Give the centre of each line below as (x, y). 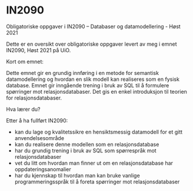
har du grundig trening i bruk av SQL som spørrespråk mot (86, 151)
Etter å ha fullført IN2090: (37, 120)
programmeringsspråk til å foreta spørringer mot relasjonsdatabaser (97, 182)
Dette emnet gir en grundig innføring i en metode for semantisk (82, 73)
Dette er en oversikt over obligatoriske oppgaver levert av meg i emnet (92, 44)
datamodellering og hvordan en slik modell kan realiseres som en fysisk (93, 79)
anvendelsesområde (39, 138)
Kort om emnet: (25, 62)
